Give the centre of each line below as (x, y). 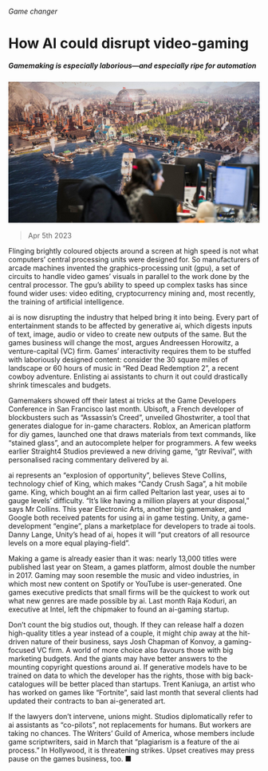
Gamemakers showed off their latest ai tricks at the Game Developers (122, 401)
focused (22, 651)
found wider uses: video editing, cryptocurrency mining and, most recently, (132, 293)
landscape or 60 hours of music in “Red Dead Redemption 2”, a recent (124, 368)
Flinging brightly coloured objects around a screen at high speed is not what (134, 251)
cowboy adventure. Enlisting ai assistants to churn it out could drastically (128, 377)
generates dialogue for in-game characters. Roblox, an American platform (130, 426)
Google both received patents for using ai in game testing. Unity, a (117, 517)
